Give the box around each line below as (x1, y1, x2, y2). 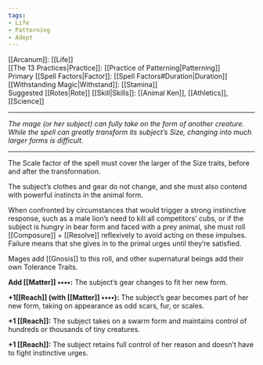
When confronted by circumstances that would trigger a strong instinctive (8, 206, 247, 215)
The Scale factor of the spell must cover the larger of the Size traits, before (8, 159, 250, 168)
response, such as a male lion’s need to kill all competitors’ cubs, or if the (8, 214, 244, 224)
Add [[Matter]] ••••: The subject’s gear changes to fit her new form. (8, 278, 229, 287)
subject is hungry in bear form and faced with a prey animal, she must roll (8, 222, 246, 232)
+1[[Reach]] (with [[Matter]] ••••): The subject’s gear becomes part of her (8, 293, 249, 302)
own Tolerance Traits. (8, 262, 78, 272)
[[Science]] (8, 97, 45, 106)
